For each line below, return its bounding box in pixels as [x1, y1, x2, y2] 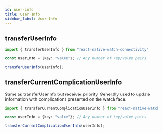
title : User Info [5, 12, 40, 17]
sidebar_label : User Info [5, 16, 57, 21]
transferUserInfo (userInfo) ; [5, 64, 64, 70]
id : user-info [5, 7, 34, 12]
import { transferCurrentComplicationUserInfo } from [5, 106, 116, 111]
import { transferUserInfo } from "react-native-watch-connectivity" [5, 47, 149, 52]
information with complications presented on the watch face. [5, 96, 127, 102]
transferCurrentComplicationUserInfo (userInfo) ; [5, 123, 105, 128]
